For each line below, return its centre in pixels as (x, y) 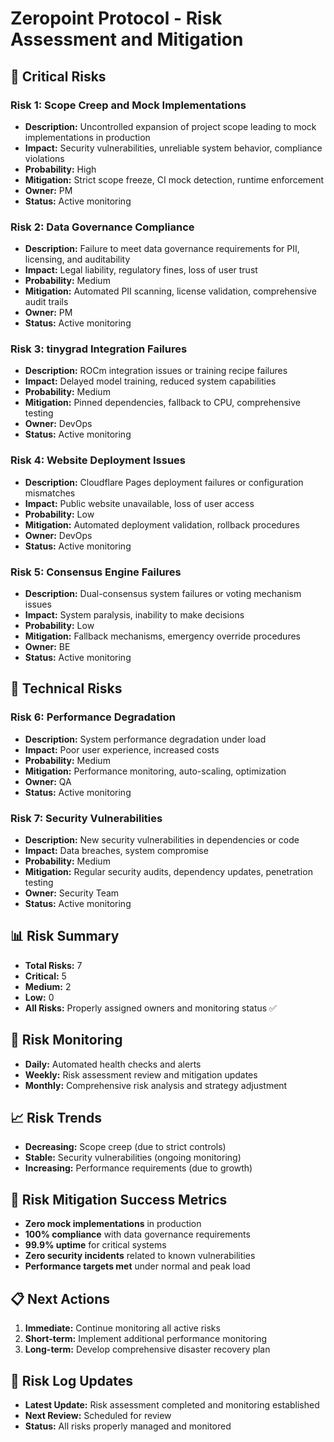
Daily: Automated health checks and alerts (113, 1064)
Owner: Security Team (72, 893)
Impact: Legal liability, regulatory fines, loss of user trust (141, 270)
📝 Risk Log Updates (71, 1380)
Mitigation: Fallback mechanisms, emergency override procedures (162, 636)
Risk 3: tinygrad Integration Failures (99, 349)
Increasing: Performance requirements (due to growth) (138, 1168)
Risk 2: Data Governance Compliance (102, 227)
